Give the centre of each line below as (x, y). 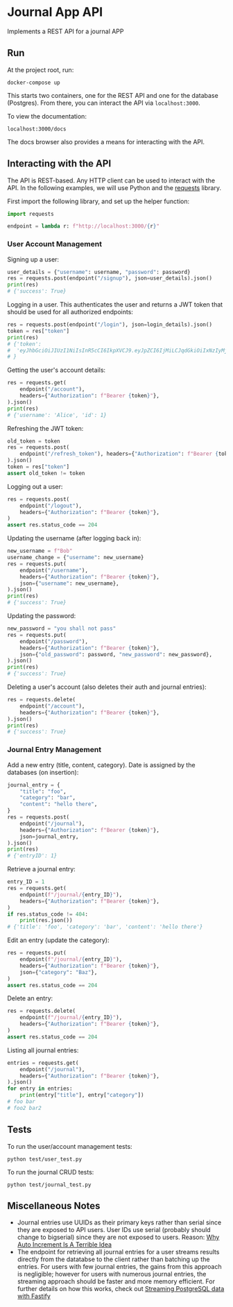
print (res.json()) (46, 921)
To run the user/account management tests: (70, 1146)
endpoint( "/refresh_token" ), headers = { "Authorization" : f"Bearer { (119, 454)
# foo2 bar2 (24, 1108)
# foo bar (21, 1102)
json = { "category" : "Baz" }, (59, 972)
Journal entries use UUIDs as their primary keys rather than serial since (119, 1222)
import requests (31, 214)
